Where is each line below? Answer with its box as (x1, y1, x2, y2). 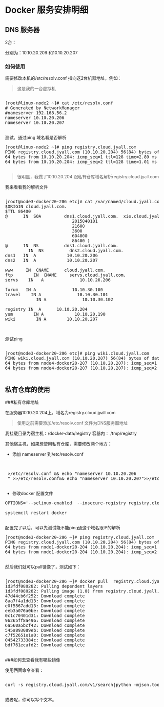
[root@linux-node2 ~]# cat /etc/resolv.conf (5, 100, 114, 106)
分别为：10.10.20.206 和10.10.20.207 (5, 50, 78, 55)
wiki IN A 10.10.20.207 (5, 316, 98, 322)
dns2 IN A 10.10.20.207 (5, 258, 98, 263)
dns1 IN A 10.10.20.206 (5, 253, 98, 259)
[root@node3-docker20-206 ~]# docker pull (5, 579, 108, 584)
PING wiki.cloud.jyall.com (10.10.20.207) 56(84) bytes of (5, 355, 150, 361)
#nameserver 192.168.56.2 (5, 110, 67, 116)
